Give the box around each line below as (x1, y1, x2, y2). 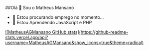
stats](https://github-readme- (67, 29, 129, 35)
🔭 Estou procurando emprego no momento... (12, 14, 104, 20)
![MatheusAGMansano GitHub (5, 29, 67, 35)
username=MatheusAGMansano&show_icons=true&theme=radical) (5, 40, 144, 46)
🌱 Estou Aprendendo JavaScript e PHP (12, 20, 92, 25)
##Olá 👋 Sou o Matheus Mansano (5, 5, 74, 10)
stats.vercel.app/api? (5, 35, 48, 40)
